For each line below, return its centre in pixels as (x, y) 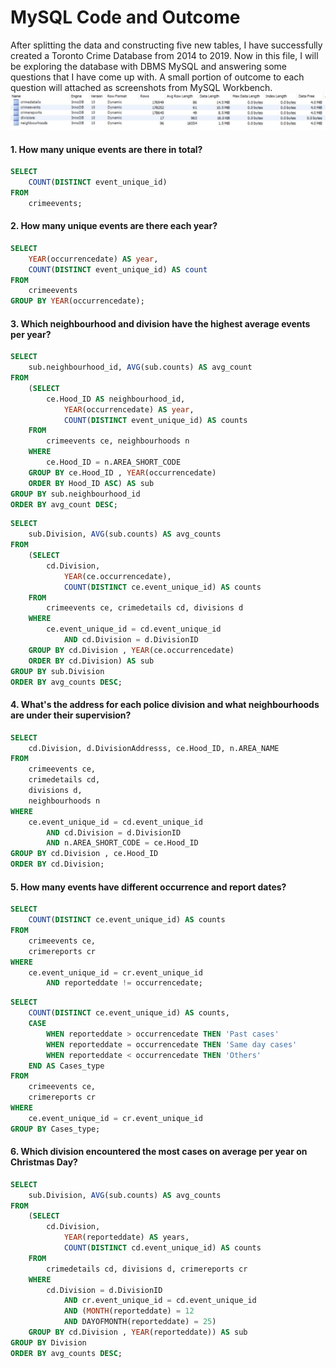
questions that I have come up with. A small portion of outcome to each (157, 77)
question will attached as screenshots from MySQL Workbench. (141, 87)
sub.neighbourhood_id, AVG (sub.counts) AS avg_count (140, 367)
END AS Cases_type (66, 1066)
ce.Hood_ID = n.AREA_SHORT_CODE (114, 462)
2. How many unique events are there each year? (114, 226)
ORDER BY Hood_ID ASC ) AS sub (91, 483)
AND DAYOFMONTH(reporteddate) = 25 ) (140, 1322)
